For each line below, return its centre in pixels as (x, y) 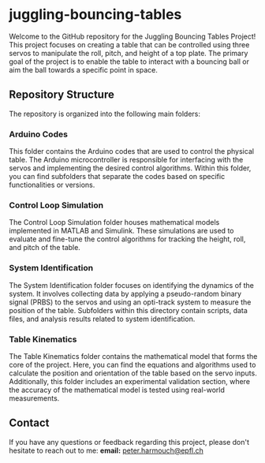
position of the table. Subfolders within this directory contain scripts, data (128, 310)
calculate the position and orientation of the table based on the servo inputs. (133, 373)
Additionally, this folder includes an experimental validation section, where (130, 381)
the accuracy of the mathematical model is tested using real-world (117, 390)
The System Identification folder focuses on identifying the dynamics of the (132, 285)
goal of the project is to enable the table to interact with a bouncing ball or (129, 62)
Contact (29, 423)
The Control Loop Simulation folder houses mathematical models (114, 222)
